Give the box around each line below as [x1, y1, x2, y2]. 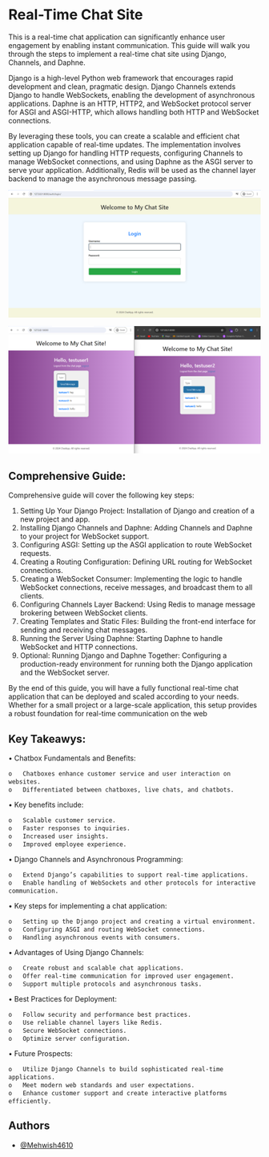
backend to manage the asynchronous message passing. [8, 174, 198, 183]
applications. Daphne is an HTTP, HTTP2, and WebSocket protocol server [8, 99, 252, 108]
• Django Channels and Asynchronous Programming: [8, 854, 183, 864]
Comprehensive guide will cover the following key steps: [8, 490, 195, 500]
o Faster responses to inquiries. [8, 824, 130, 832]
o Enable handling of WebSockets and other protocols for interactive [8, 879, 256, 887]
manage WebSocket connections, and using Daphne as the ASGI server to [8, 156, 254, 166]
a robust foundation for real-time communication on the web [8, 709, 208, 719]
